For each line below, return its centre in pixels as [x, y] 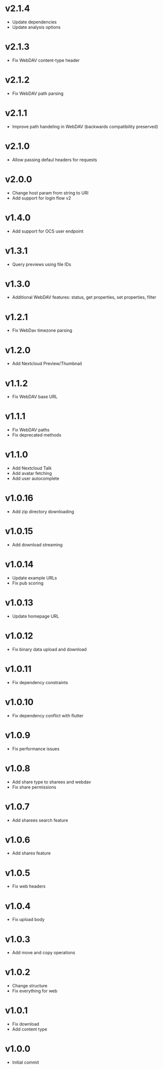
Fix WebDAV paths [31, 430]
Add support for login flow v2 [42, 198]
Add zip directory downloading [43, 512]
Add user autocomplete [36, 479]
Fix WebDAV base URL [35, 397]
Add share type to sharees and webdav [52, 782]
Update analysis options [36, 27]
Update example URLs [35, 578]
